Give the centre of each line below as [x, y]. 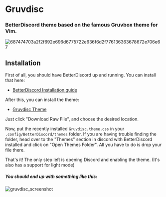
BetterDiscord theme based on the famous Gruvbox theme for [82, 25]
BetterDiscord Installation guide [45, 90]
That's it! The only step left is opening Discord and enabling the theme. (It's [83, 160]
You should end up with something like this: [51, 176]
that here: [15, 80]
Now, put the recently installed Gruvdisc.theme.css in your [65, 129]
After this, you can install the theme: [42, 100]
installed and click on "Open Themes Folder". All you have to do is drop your [83, 145]
